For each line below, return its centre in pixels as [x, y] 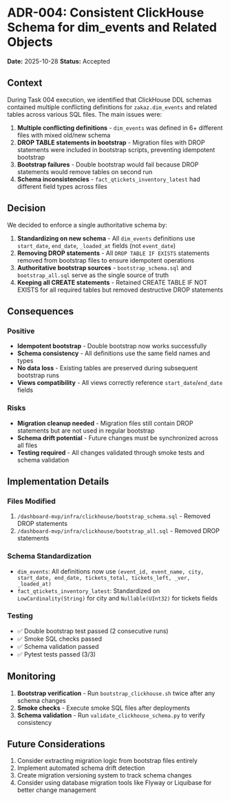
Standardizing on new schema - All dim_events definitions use [106, 238]
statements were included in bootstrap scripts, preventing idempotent [116, 149]
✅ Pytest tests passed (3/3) [56, 654]
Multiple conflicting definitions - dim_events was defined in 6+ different [120, 128]
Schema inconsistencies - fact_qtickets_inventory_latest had [109, 179]
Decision [27, 208]
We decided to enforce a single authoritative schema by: [87, 225]
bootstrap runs [38, 375]
